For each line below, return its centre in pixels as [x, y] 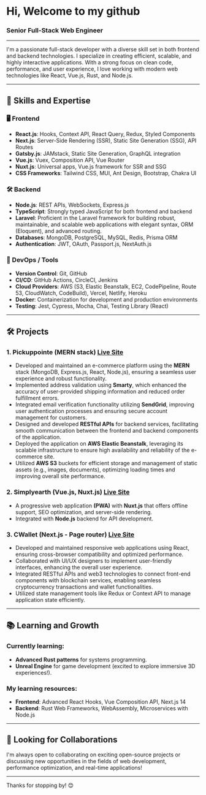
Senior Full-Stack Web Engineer [55, 31]
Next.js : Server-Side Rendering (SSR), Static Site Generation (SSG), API [106, 141]
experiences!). [33, 672]
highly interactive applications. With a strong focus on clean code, [90, 63]
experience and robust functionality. [61, 379]
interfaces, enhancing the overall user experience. [79, 568]
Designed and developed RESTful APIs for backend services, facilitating [107, 424]
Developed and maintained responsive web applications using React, [102, 548]
